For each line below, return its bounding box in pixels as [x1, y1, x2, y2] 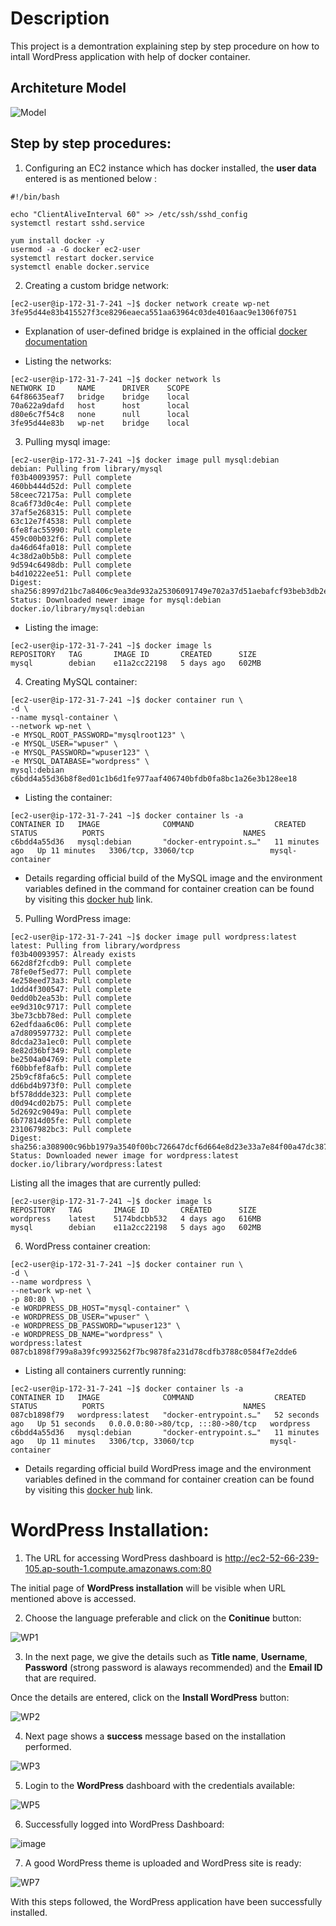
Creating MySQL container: [24, 675, 138, 687]
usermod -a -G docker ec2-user [10, 244, 141, 254]
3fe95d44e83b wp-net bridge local [10, 418, 190, 428]
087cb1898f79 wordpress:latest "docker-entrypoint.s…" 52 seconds [10, 1410, 320, 1420]
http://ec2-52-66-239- [224, 1552, 320, 1564]
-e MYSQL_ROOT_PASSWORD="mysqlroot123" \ [10, 730, 186, 740]
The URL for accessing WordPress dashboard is [24, 1552, 223, 1564]
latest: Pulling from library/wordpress [10, 940, 182, 951]
